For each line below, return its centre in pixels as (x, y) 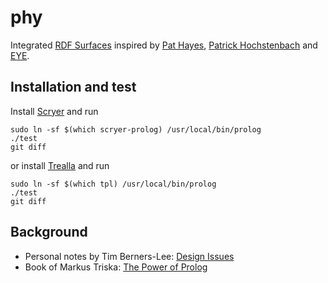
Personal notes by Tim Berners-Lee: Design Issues (129, 256)
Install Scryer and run (54, 111)
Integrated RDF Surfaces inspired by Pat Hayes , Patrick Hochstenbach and (164, 45)
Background (49, 232)
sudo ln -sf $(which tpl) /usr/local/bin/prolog (113, 184)
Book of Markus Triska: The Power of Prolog (116, 267)
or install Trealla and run (60, 165)
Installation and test (73, 87)
